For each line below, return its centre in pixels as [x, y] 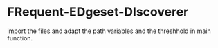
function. [20, 38]
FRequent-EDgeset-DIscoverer [98, 12]
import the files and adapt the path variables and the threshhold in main [109, 31]
